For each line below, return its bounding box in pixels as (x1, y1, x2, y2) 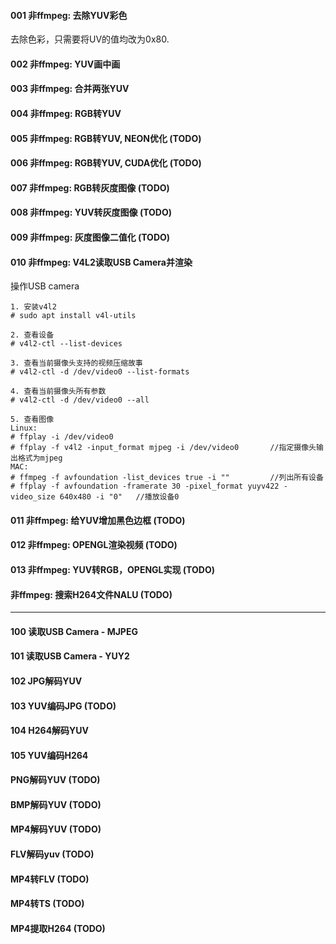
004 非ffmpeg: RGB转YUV (10, 107, 122, 119)
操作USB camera (10, 280, 80, 292)
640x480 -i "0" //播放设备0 (59, 492, 180, 502)
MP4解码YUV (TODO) (10, 823, 102, 835)
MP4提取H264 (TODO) (10, 922, 106, 934)
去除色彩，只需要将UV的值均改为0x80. (10, 33, 170, 45)
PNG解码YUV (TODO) (10, 774, 101, 786)
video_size (10, 492, 56, 502)
